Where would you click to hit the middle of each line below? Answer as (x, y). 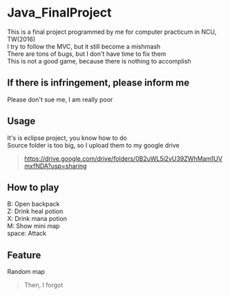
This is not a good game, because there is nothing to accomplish (99, 61)
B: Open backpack (33, 204)
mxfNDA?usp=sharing (55, 166)
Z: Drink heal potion (35, 211)
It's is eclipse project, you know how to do (67, 138)
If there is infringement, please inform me (98, 83)
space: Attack (27, 233)
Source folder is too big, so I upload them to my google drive (93, 145)
